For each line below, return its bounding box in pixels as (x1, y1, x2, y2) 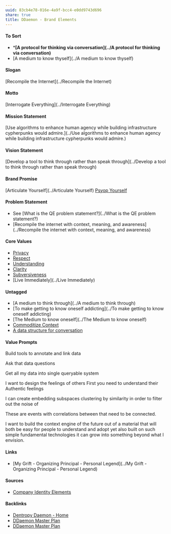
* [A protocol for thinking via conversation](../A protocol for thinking (12, 44, 160, 50)
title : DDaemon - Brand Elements (5, 17, 77, 22)
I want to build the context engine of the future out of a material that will (5, 421, 157, 427)
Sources (5, 478, 24, 484)
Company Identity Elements (12, 489, 72, 495)
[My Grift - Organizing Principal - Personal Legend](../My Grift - (12, 460, 147, 466)
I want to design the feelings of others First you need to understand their (5, 380, 159, 386)
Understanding (12, 261, 45, 266)
